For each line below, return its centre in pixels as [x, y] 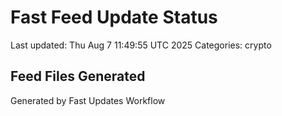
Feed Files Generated [78, 76]
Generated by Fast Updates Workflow [88, 100]
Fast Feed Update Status [114, 17]
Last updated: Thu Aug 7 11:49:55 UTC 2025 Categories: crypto [141, 45]
